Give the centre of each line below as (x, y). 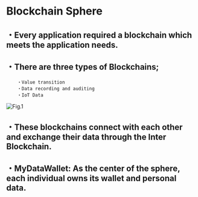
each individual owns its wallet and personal (91, 179)
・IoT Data (30, 95)
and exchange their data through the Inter (86, 137)
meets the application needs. (62, 45)
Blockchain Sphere (54, 11)
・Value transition (41, 82)
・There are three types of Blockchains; (83, 67)
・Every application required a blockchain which (99, 35)
